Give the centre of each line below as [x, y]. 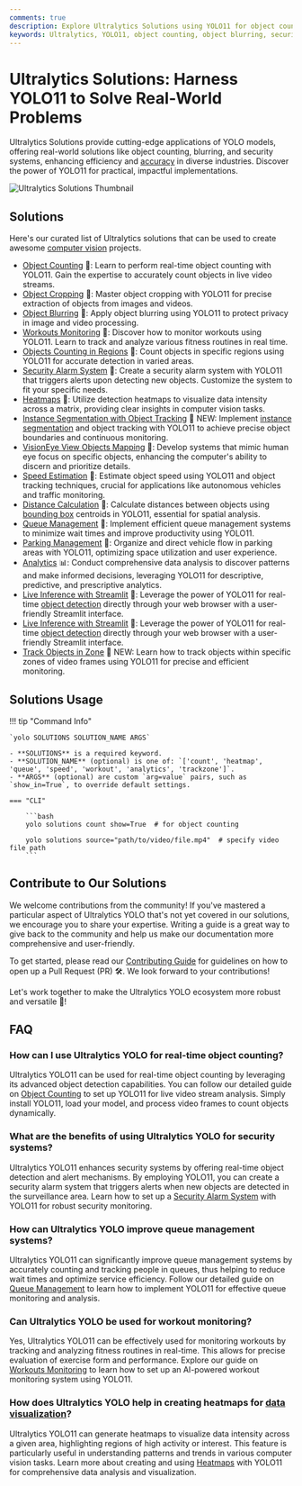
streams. [39, 285]
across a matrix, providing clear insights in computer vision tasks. [143, 409]
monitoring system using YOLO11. [71, 1380]
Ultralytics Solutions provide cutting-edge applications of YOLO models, [143, 142]
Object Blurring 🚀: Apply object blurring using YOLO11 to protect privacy [155, 313]
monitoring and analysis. [55, 1299]
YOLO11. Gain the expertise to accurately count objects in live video [147, 275]
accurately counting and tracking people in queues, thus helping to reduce [147, 1270]
